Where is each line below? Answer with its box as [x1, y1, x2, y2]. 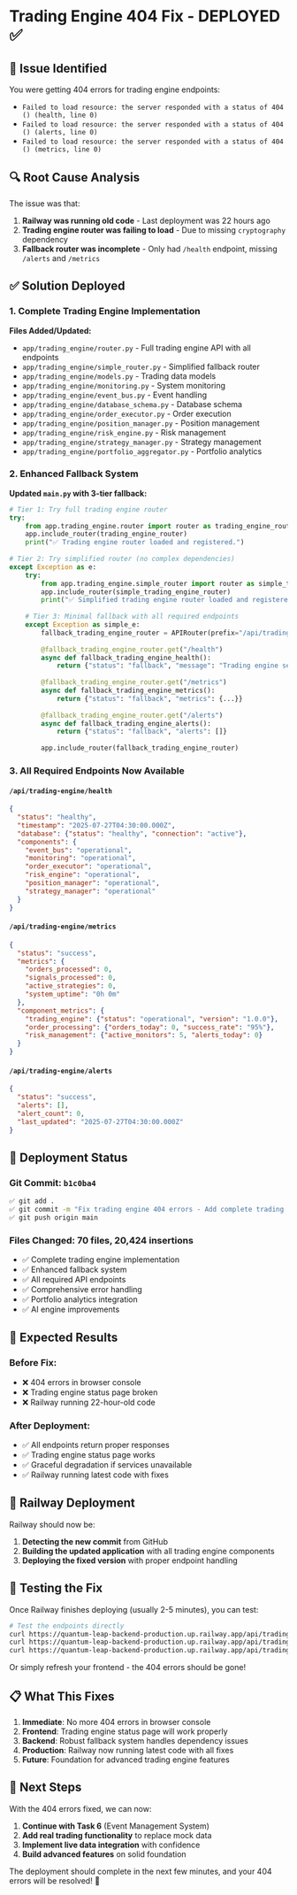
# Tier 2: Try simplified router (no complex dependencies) [9, 555, 236, 564]
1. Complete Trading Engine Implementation [9, 305, 201, 318]
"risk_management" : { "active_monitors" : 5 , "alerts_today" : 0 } [25, 1031, 263, 1040]
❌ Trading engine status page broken [21, 1387, 158, 1398]
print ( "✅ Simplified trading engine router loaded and [41, 596, 249, 605]
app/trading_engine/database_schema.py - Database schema [21, 398, 243, 409]
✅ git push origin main [9, 1213, 99, 1222]
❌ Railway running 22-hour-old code [21, 1397, 156, 1407]
